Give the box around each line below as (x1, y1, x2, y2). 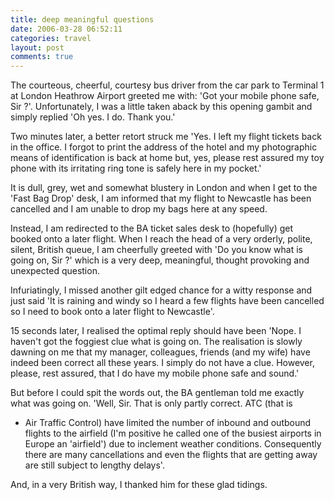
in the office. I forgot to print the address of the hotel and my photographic (10, 141, 318, 153)
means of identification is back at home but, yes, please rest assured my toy (10, 152, 325, 164)
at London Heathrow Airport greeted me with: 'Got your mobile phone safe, (10, 90, 320, 102)
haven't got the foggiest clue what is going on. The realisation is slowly (10, 336, 303, 348)
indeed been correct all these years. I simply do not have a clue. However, (10, 357, 315, 369)
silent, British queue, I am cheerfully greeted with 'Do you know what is (10, 244, 304, 256)
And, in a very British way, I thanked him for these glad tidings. (10, 479, 268, 491)
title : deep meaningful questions (10, 14, 155, 25)
